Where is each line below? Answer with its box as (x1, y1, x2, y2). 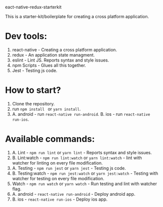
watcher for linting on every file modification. (12, 160, 103, 166)
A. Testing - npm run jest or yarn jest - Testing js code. (12, 165, 126, 171)
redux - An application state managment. (12, 52, 95, 58)
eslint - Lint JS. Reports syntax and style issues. (12, 57, 109, 63)
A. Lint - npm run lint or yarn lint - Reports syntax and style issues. (12, 149, 152, 155)
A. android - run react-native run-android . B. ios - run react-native (12, 111, 150, 117)
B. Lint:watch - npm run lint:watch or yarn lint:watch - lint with (12, 155, 142, 161)
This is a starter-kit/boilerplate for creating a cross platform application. (5, 14, 149, 19)
